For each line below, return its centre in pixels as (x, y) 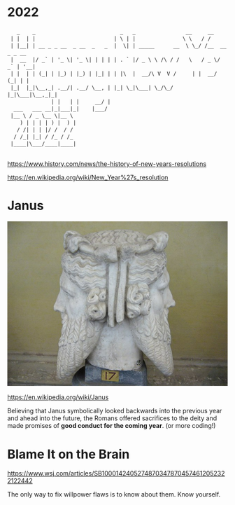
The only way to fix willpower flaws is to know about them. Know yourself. (114, 494)
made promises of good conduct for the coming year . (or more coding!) (112, 426)
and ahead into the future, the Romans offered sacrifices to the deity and (112, 418)
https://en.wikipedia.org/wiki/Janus (58, 397)
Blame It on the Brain (69, 454)
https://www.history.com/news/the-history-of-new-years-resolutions (107, 164)
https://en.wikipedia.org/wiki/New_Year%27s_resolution (88, 177)
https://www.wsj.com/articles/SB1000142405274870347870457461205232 (116, 473)
